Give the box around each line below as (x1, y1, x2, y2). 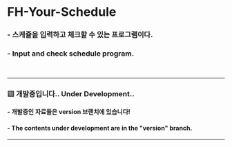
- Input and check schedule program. (7, 49, 135, 58)
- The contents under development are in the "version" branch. (7, 124, 193, 132)
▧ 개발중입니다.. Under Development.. (7, 89, 135, 99)
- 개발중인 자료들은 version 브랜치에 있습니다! (7, 107, 131, 115)
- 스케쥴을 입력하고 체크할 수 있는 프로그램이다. (7, 30, 153, 40)
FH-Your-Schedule (7, 4, 117, 20)
